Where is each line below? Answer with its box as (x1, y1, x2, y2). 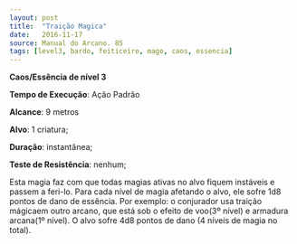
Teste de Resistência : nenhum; (9, 159, 127, 170)
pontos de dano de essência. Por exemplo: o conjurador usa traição (9, 196, 263, 207)
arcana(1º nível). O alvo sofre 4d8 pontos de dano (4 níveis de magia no (9, 215, 278, 226)
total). (9, 225, 32, 236)
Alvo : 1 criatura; (9, 124, 69, 136)
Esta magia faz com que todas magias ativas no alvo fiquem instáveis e (9, 177, 275, 188)
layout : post (9, 13, 59, 23)
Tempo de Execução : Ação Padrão (9, 89, 140, 100)
